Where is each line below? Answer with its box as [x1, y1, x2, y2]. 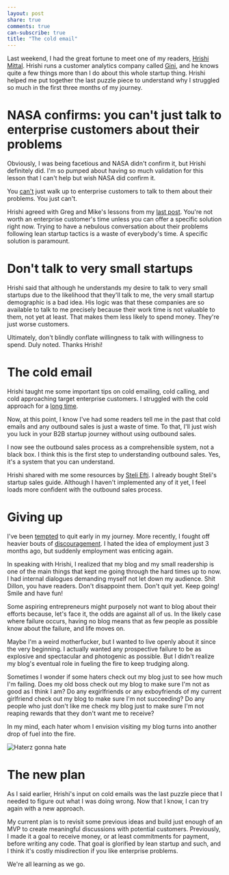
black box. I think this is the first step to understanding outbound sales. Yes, [7, 450, 221, 458]
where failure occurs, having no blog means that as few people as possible [7, 616, 218, 625]
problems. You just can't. [7, 195, 77, 203]
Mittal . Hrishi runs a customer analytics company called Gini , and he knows [7, 62, 219, 70]
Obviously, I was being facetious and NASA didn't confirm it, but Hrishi [7, 159, 206, 168]
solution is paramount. [7, 237, 70, 245]
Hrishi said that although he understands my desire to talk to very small [7, 284, 208, 291]
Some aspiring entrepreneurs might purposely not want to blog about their [7, 602, 217, 610]
